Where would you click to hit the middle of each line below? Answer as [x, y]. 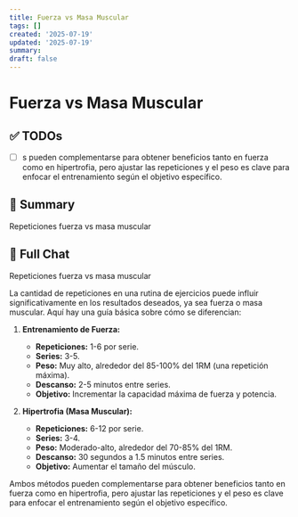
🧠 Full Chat [40, 254]
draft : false [33, 59]
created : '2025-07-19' [51, 34]
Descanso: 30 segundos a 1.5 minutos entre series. [130, 456]
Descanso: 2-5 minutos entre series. [103, 384]
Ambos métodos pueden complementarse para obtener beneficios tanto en [148, 483]
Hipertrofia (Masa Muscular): [77, 411]
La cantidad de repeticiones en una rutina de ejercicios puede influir [134, 293]
